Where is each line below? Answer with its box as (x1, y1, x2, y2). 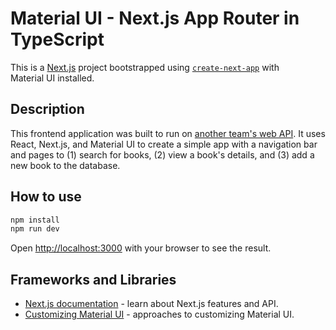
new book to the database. (10, 159, 121, 171)
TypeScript (10, 28, 105, 51)
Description (10, 101, 85, 118)
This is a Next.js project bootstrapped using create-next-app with (10, 61, 280, 73)
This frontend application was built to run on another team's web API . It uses (10, 127, 326, 139)
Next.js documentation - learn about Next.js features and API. (24, 298, 279, 310)
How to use (10, 188, 82, 206)
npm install (10, 215, 60, 225)
